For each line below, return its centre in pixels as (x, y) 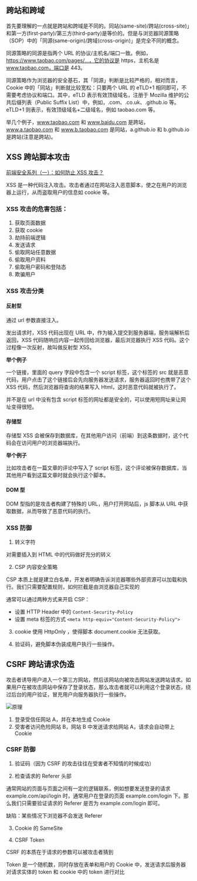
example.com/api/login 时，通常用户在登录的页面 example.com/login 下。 (95, 796)
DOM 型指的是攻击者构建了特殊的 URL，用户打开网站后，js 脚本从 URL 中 (95, 504)
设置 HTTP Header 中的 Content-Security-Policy (74, 612)
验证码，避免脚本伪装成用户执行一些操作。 (66, 644)
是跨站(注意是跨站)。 (31, 136)
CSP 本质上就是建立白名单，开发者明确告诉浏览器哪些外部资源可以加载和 (94, 579)
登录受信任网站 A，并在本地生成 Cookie (62, 719)
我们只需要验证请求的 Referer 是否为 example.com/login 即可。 (87, 803)
